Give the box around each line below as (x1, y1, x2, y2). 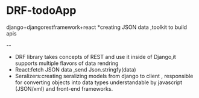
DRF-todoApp (6, 4, 77, 17)
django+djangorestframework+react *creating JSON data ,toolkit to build (6, 23, 188, 31)
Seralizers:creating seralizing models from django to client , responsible (14, 72, 194, 79)
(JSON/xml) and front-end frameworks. (14, 85, 113, 92)
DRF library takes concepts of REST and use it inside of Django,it (14, 53, 176, 60)
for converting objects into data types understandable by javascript (14, 79, 183, 86)
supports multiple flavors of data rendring (14, 60, 119, 67)
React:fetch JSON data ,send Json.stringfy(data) (14, 66, 137, 73)
